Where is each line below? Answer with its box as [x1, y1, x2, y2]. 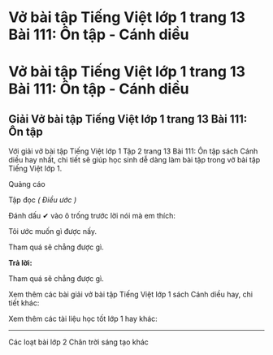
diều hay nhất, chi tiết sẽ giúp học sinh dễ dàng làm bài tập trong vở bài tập [8, 155, 261, 165]
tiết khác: [8, 298, 40, 308]
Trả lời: [8, 258, 32, 268]
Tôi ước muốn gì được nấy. [8, 227, 97, 236]
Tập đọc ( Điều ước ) [8, 195, 77, 205]
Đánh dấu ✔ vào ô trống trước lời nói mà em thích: [8, 211, 176, 221]
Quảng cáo [8, 180, 46, 189]
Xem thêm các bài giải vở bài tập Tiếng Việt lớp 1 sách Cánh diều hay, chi [8, 289, 253, 300]
